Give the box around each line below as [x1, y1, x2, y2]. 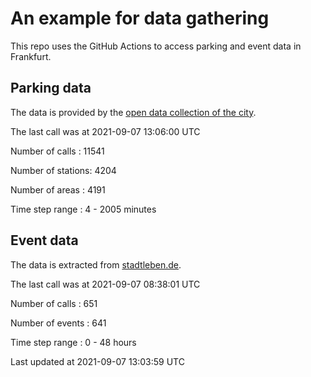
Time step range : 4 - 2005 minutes [10, 203, 157, 215]
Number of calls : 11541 [10, 145, 105, 157]
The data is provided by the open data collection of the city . [10, 106, 257, 118]
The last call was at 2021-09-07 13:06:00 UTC [10, 125, 201, 137]
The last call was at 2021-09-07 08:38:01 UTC [10, 278, 201, 290]
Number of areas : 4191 [10, 183, 106, 196]
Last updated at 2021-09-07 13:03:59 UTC [10, 355, 185, 367]
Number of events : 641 [10, 317, 107, 329]
